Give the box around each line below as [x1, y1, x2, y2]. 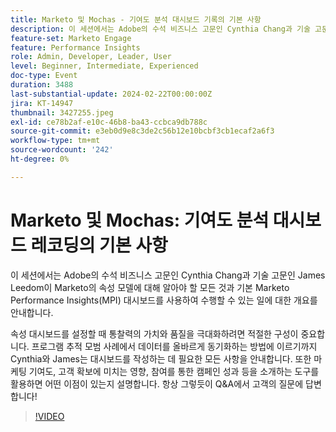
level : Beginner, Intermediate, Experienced [10, 61, 199, 71]
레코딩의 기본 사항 [30, 234, 168, 256]
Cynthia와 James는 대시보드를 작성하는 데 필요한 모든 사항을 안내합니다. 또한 [10, 352, 312, 365]
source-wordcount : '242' [10, 145, 114, 155]
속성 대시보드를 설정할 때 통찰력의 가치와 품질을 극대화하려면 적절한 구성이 [10, 327, 299, 340]
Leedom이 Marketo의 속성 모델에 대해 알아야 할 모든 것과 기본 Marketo [10, 281, 290, 293]
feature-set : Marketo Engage [10, 33, 132, 43]
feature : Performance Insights [10, 42, 141, 53]
